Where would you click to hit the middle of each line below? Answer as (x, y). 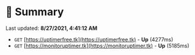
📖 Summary (35, 12)
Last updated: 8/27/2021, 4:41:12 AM (52, 28)
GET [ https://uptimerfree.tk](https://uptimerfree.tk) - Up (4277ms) (94, 39)
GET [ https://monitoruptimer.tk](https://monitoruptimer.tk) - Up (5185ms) (102, 46)
